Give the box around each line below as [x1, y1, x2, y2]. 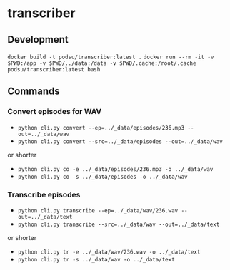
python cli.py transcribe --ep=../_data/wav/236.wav [17, 207, 179, 214]
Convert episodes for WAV [7, 107, 102, 117]
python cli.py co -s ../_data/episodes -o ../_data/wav [17, 173, 188, 180]
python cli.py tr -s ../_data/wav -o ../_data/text [17, 256, 175, 263]
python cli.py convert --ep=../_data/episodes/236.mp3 [17, 124, 185, 131]
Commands [7, 85, 61, 98]
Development [7, 33, 69, 46]
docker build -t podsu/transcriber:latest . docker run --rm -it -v [7, 53, 214, 61]
